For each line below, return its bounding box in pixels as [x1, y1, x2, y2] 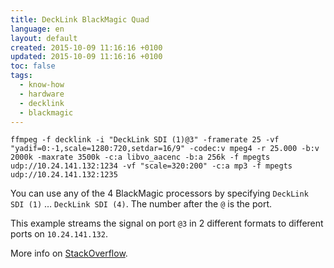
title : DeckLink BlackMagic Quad [10, 14, 150, 25]
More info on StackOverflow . [10, 247, 128, 260]
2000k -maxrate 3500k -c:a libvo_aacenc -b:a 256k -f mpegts [10, 152, 271, 163]
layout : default [10, 33, 78, 43]
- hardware [19, 89, 65, 99]
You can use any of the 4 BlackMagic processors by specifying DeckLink [10, 187, 309, 200]
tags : [10, 71, 33, 81]
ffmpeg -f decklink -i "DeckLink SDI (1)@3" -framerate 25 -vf [10, 135, 280, 145]
